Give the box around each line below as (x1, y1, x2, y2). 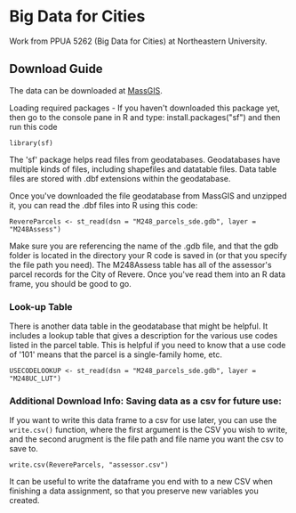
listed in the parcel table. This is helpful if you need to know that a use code (9, 340, 286, 351)
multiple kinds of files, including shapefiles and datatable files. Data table (9, 163, 277, 175)
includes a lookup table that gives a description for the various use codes (9, 330, 278, 341)
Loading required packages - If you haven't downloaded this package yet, (9, 102, 280, 113)
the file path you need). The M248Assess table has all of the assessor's (9, 259, 273, 270)
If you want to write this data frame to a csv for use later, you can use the (9, 415, 277, 426)
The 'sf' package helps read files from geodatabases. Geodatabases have (9, 154, 281, 165)
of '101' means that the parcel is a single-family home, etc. (9, 349, 222, 360)
